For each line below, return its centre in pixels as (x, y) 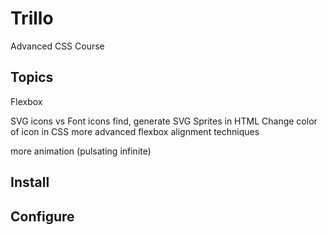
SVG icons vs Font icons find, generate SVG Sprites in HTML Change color (164, 121)
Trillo (32, 18)
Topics (32, 77)
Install (30, 182)
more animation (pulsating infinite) (81, 151)
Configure (42, 216)
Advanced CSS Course (57, 46)
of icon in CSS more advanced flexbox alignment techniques (135, 131)
